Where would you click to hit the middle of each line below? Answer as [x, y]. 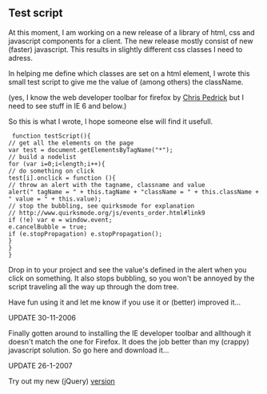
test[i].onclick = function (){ [62, 178]
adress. [21, 58]
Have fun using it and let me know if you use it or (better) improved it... [125, 302]
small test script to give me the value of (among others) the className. [126, 82]
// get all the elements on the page [71, 143]
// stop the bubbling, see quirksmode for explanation [102, 206]
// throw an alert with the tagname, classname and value [107, 185]
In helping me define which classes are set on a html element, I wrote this [129, 73]
